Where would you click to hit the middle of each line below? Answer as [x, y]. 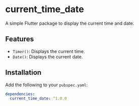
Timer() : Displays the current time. [49, 51]
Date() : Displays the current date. [48, 57]
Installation [23, 72]
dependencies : [20, 94]
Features [20, 39]
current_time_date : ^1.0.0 [38, 99]
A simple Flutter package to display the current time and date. [70, 23]
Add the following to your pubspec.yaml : [46, 85]
